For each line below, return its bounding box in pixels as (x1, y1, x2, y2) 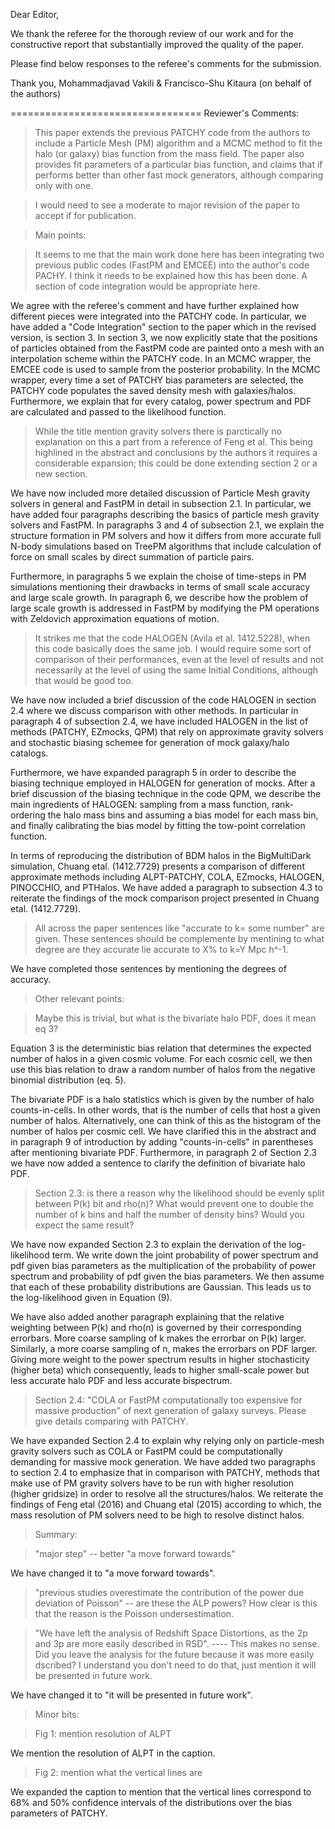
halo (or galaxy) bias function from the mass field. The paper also (34, 148, 305, 159)
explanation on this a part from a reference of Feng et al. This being (34, 436, 313, 448)
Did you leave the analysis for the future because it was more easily (34, 1649, 315, 1660)
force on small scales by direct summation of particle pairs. (10, 551, 255, 563)
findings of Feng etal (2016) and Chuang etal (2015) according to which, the (10, 1499, 322, 1510)
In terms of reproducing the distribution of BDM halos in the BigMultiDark (10, 850, 312, 861)
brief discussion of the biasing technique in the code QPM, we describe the (10, 788, 322, 799)
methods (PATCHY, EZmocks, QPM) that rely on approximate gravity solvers (10, 726, 324, 738)
